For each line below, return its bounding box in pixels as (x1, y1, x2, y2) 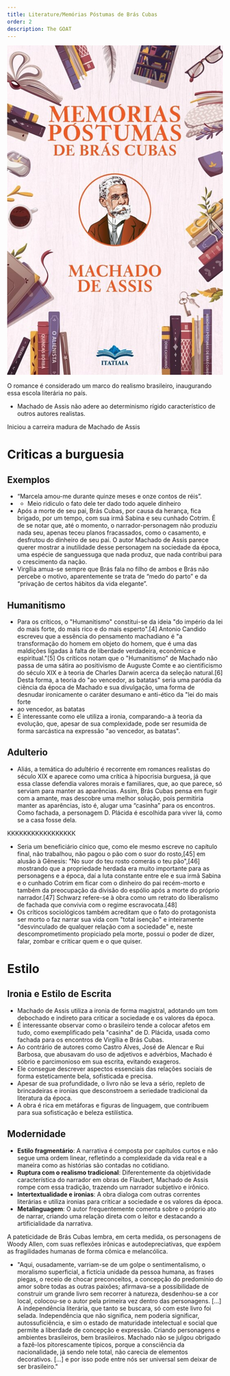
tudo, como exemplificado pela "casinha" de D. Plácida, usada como (16, 1028, 210, 1036)
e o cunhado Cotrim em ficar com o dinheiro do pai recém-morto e (16, 879, 205, 887)
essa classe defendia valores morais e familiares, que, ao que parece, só (16, 779, 222, 787)
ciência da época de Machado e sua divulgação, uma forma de (16, 683, 195, 691)
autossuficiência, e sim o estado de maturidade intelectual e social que (16, 1318, 218, 1327)
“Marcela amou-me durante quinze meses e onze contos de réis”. (16, 492, 202, 500)
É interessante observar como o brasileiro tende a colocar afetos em (16, 1021, 211, 1029)
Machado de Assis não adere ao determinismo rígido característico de (16, 402, 216, 410)
